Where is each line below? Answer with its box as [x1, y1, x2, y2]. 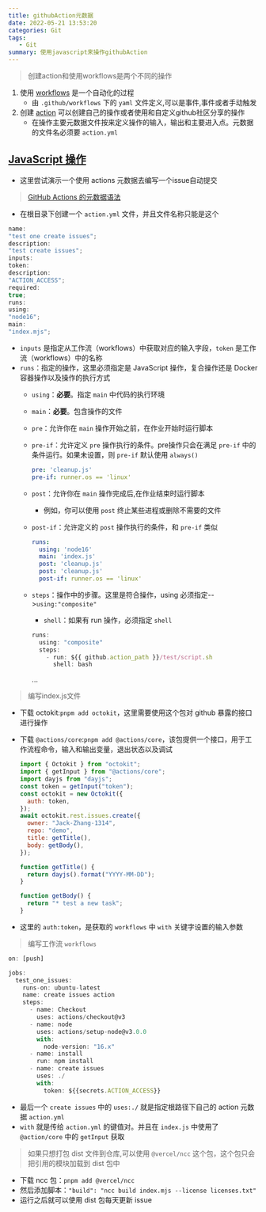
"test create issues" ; [8, 247, 83, 255]
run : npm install [36, 1058, 93, 1066]
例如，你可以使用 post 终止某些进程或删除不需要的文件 [43, 505, 222, 515]
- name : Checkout [28, 1006, 87, 1014]
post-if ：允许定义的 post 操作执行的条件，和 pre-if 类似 [31, 522, 218, 531]
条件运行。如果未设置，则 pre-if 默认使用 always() [31, 450, 199, 459]
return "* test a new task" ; [27, 899, 123, 907]
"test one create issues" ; [8, 232, 97, 240]
